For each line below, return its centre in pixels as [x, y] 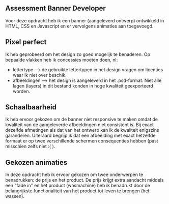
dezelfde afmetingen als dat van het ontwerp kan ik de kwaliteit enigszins [82, 130]
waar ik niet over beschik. [40, 75]
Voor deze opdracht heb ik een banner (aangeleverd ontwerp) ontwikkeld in [85, 20]
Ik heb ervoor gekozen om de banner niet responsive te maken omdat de [81, 120]
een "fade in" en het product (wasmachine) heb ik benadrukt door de [78, 186]
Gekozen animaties [36, 162]
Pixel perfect [26, 42]
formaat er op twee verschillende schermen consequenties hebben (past [82, 141]
